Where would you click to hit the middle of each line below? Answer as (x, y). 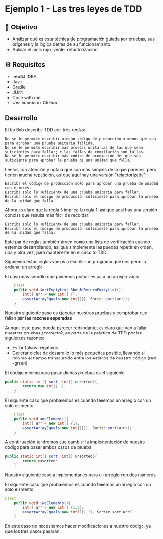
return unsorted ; (40, 461)
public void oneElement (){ (41, 419)
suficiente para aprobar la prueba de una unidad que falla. (69, 160)
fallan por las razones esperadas (39, 318)
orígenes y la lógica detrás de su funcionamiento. (62, 44)
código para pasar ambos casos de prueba (48, 447)
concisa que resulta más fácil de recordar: (48, 215)
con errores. (18, 188)
